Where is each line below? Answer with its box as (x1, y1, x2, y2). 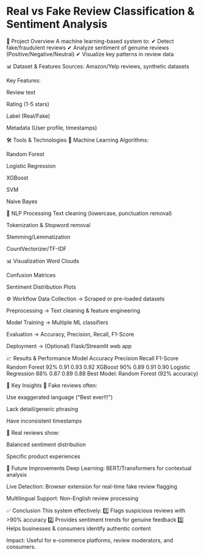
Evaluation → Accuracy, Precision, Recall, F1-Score (6, 330, 135, 338)
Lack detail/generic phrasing (6, 405, 79, 413)
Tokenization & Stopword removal (6, 221, 91, 228)
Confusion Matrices (6, 271, 56, 278)
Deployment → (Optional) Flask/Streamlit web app (6, 342, 132, 349)
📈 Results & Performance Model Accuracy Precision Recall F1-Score (6, 354, 178, 361)
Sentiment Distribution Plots (6, 283, 76, 291)
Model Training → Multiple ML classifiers (6, 319, 108, 326)
